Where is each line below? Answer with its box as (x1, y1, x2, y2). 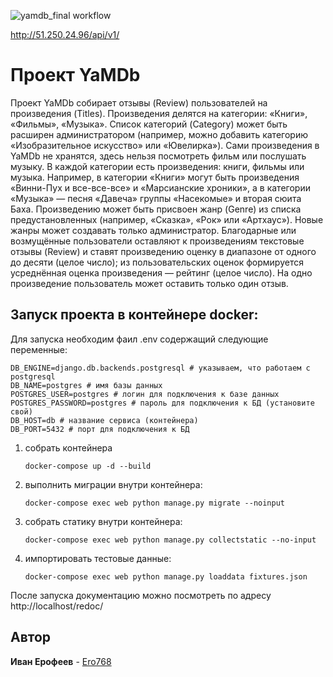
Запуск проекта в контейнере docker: (10, 306, 259, 324)
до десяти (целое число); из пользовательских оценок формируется (10, 256, 304, 268)
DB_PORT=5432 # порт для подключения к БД (10, 424, 190, 434)
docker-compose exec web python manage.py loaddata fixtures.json (24, 571, 308, 582)
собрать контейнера (24, 441, 113, 454)
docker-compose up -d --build (24, 461, 152, 471)
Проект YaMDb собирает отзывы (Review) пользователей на (10, 96, 268, 109)
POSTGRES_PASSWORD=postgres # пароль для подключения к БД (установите (10, 398, 315, 408)
